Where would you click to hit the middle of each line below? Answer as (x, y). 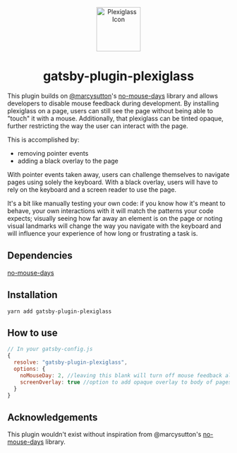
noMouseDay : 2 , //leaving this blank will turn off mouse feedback (121, 375)
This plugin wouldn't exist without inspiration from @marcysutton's (104, 435)
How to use (32, 333)
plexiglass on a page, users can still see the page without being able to (110, 110)
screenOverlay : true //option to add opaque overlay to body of (116, 382)
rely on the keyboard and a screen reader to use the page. (92, 189)
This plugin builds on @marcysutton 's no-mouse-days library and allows (113, 96)
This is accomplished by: (43, 139)
